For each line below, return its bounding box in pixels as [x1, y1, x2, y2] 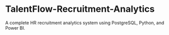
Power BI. [5, 25, 25, 31]
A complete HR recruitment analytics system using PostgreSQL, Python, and [5, 20, 164, 26]
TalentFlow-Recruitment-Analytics [5, 3, 155, 15]
